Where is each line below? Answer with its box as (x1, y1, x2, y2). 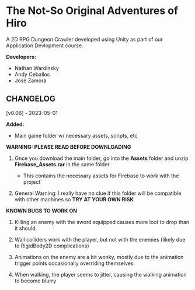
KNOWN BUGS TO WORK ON (6, 207, 78, 214)
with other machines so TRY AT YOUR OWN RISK (14, 195, 134, 202)
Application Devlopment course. (6, 42, 83, 49)
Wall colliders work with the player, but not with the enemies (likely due (14, 236, 186, 243)
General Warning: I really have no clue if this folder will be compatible (14, 190, 182, 197)
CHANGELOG (6, 94, 55, 104)
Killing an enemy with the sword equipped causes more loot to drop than (14, 218, 190, 225)
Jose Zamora (14, 77, 47, 84)
